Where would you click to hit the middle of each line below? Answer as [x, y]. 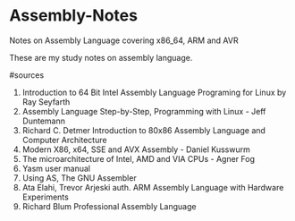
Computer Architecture [64, 140]
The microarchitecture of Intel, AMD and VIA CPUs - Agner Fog [138, 158]
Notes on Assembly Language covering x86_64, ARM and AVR [124, 40]
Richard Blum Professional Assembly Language [109, 206]
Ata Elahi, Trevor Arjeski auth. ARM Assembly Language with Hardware [153, 187]
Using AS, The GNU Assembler [79, 178]
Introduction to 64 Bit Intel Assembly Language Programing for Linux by [154, 92]
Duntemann [43, 121]
